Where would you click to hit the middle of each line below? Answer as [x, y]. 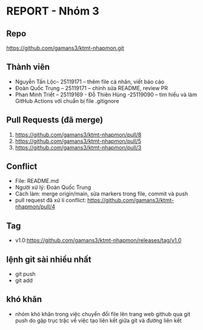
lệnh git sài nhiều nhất [49, 259]
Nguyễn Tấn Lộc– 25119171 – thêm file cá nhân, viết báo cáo [90, 81]
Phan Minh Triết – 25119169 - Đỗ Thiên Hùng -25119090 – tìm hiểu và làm [106, 94]
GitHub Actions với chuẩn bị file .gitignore [67, 101]
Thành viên [28, 67]
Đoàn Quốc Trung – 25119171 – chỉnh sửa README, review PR [92, 88]
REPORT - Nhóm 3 [53, 11]
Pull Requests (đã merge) [55, 120]
